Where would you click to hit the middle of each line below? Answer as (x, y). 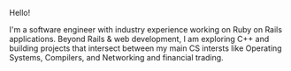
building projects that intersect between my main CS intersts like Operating (145, 48)
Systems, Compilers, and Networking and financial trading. (116, 57)
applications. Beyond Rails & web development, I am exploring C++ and (139, 39)
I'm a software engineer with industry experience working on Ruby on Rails (146, 29)
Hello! (20, 13)
